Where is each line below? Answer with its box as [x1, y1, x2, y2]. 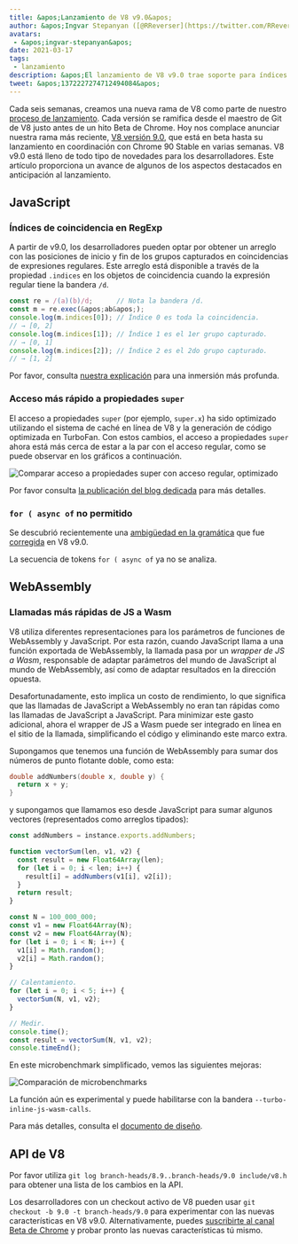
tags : [9, 54, 29, 63]
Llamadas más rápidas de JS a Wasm [9, 606, 172, 618]
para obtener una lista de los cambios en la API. [9, 1179, 184, 1190]
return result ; [17, 888, 74, 897]
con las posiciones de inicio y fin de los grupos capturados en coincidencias [9, 251, 289, 262]
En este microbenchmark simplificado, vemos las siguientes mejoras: [9, 1059, 262, 1070]
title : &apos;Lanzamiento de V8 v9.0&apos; [9, 12, 173, 22]
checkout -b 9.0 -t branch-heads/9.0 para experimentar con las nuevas [9, 1206, 275, 1216]
